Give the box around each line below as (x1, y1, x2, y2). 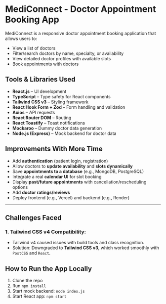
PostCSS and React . (12, 250, 51, 256)
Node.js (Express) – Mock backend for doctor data (12, 130, 117, 136)
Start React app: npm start (12, 293, 67, 300)
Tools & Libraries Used (5, 75, 76, 84)
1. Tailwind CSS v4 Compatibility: (5, 228, 86, 235)
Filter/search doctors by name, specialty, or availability (12, 50, 124, 56)
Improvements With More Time (5, 145, 103, 153)
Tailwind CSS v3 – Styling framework (12, 99, 89, 105)
